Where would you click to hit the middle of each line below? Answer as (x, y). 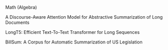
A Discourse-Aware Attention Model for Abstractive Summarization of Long (84, 17)
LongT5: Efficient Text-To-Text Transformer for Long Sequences (73, 32)
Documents (17, 22)
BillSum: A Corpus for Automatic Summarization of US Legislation (74, 42)
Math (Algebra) (21, 7)
